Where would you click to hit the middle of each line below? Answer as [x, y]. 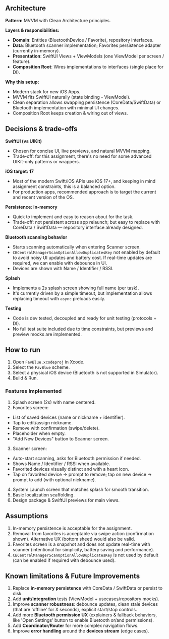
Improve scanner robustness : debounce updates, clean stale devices [85, 604]
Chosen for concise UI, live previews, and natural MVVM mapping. [81, 151]
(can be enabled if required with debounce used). [64, 560]
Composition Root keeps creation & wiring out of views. [70, 113]
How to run [23, 350]
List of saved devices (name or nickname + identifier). [69, 417]
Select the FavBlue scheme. [41, 367]
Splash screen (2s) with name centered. [54, 402]
